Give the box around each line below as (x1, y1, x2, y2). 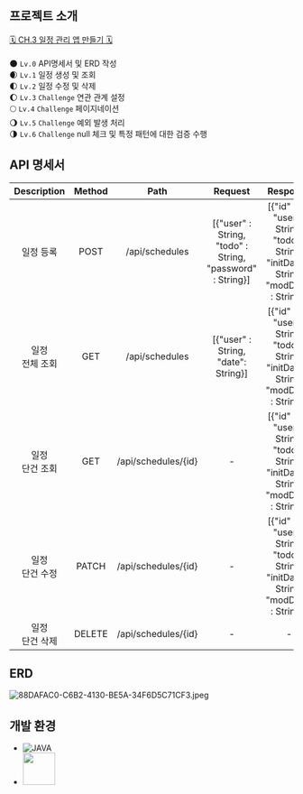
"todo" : (215, 239, 249, 252)
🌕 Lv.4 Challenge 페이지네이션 (9, 103, 120, 114)
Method (73, 184, 108, 197)
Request (213, 184, 251, 197)
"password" (207, 262, 257, 274)
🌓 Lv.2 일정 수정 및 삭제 (9, 80, 96, 91)
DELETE (73, 627, 108, 640)
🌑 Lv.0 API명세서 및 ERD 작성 (9, 58, 117, 69)
